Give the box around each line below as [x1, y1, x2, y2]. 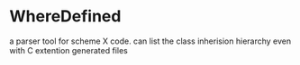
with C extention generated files [9, 45, 128, 55]
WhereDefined [9, 6, 122, 27]
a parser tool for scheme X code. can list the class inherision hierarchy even [9, 36, 292, 46]
